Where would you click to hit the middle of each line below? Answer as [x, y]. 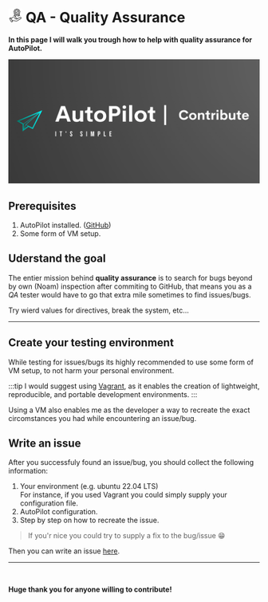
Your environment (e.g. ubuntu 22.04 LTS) [89, 486]
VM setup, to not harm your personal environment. [91, 370]
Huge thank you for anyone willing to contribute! [90, 589]
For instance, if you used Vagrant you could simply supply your [123, 495]
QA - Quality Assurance [105, 18]
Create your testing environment [91, 343]
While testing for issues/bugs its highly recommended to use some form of [131, 362]
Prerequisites [42, 206]
